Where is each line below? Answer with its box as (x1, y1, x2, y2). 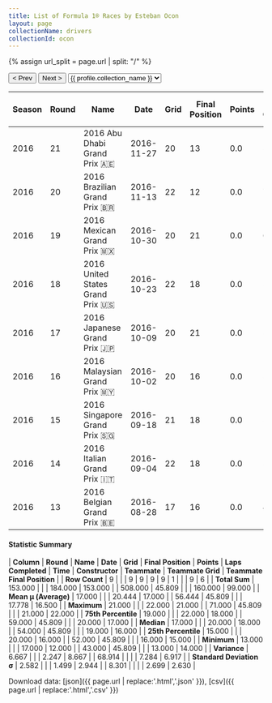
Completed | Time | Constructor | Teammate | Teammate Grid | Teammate (8, 566, 263, 576)
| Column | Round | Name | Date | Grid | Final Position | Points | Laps (8, 557, 242, 568)
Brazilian (83, 182, 117, 193)
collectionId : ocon (8, 34, 74, 43)
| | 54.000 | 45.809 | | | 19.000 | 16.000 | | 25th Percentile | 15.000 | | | (8, 626, 243, 637)
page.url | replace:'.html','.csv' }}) (8, 685, 119, 695)
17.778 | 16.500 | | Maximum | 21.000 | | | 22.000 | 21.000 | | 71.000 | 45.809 (8, 601, 262, 611)
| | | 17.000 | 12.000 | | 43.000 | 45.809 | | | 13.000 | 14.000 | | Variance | (8, 644, 249, 654)
